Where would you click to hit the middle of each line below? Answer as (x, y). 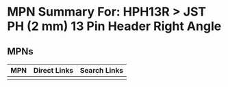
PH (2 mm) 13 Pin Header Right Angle (114, 26)
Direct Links (53, 70)
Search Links (102, 70)
